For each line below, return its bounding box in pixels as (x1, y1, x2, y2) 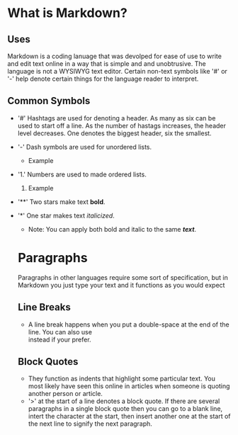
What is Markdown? (7, 5, 127, 21)
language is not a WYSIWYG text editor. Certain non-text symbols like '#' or (7, 67, 228, 75)
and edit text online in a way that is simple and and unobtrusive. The (7, 60, 207, 68)
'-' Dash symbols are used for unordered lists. (17, 142, 152, 151)
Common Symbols (7, 95, 91, 107)
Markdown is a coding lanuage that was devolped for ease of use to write (7, 52, 222, 60)
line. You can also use (28, 327, 92, 336)
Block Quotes (17, 356, 79, 368)
